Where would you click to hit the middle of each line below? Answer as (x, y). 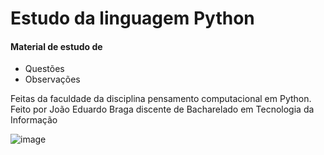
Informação (34, 120)
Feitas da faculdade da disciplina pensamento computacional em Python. (161, 99)
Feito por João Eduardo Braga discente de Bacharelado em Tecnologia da (162, 109)
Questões (44, 69)
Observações (52, 79)
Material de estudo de (56, 46)
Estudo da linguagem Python (132, 18)
